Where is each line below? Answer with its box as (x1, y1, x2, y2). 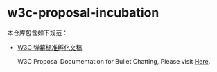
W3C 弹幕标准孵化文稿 (17, 43, 83, 51)
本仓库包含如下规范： (7, 28, 68, 37)
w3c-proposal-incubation (7, 5, 159, 21)
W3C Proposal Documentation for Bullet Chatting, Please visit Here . (17, 57, 211, 65)
